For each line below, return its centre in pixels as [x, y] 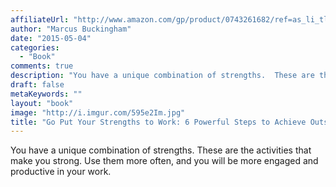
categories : [35, 47]
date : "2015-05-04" [51, 38]
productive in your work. [61, 172]
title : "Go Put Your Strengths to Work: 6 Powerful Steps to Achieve [158, 122]
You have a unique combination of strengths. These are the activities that [161, 150]
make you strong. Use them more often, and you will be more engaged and [164, 161]
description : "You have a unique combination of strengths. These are [162, 76]
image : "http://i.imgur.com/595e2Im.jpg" [98, 112]
